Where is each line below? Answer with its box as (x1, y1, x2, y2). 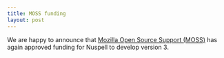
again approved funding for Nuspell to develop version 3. (7, 43, 169, 51)
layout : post (7, 17, 45, 23)
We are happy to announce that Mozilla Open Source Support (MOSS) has (7, 35, 218, 43)
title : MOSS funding (7, 10, 67, 17)
